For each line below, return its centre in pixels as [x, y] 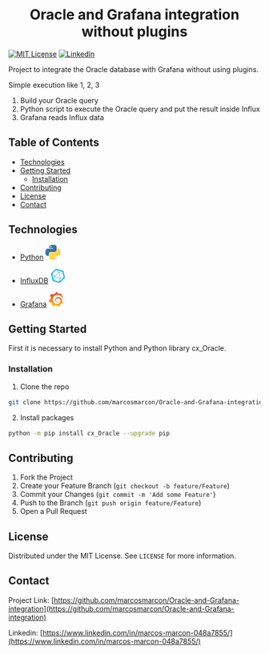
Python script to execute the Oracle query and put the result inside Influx [140, 109]
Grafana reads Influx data [62, 117]
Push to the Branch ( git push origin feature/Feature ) [110, 503]
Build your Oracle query [59, 100]
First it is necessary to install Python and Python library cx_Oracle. [117, 348]
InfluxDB [34, 280]
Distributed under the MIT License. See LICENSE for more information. [122, 556]
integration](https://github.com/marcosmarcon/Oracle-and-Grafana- [121, 608]
